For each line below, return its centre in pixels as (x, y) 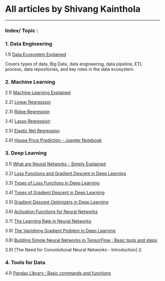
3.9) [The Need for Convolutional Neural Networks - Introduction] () (73, 250)
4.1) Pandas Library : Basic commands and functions (58, 273)
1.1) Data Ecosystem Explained (36, 55)
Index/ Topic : (22, 31)
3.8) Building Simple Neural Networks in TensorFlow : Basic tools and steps (81, 240)
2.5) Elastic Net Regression (32, 131)
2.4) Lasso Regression (28, 121)
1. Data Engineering (29, 44)
